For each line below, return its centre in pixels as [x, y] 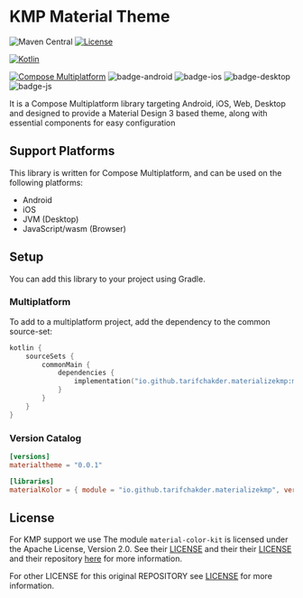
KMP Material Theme [90, 17]
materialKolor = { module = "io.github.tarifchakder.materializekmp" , [145, 490]
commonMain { [66, 364]
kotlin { [26, 348]
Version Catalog [46, 437]
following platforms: [46, 182]
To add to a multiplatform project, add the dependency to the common [140, 321]
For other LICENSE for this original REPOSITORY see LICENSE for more [141, 576]
